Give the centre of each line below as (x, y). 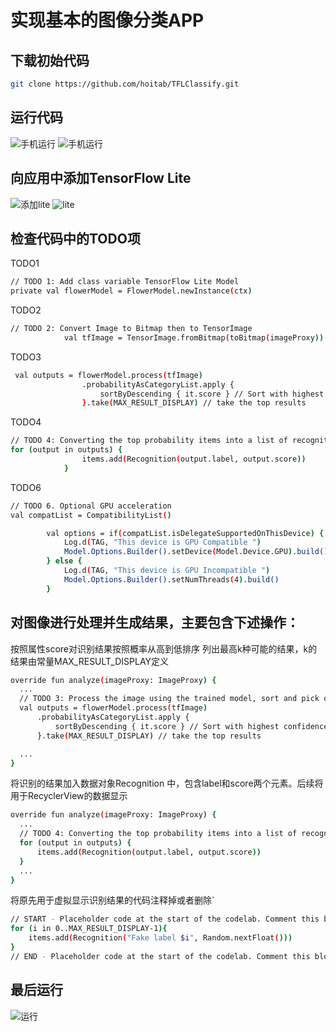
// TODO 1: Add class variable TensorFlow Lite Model (125, 282)
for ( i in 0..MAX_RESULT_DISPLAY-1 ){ (89, 929)
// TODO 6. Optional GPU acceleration (91, 506)
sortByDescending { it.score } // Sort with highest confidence (191, 726)
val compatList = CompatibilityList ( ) (91, 515)
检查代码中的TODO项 (75, 238)
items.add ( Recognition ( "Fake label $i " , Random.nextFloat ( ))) (160, 938)
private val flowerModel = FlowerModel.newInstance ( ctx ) (131, 291)
